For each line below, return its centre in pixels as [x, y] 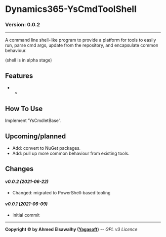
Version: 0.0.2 [23, 25]
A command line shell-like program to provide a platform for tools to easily [81, 40]
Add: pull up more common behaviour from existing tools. [71, 153]
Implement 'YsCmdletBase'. [33, 120]
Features [19, 76]
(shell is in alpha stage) [29, 60]
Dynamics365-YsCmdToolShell [71, 9]
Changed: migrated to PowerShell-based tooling [61, 192]
